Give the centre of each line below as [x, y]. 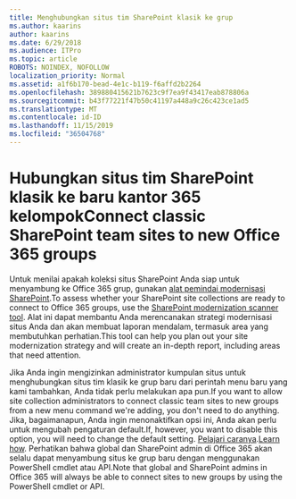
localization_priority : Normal [67, 76]
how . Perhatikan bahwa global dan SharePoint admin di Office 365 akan [141, 448]
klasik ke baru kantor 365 [105, 197]
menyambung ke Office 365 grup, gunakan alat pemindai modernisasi [137, 288]
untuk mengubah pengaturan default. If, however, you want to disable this [144, 429]
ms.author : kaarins [45, 26]
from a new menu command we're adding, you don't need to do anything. [144, 410]
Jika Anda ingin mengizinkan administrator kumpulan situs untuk [128, 372]
